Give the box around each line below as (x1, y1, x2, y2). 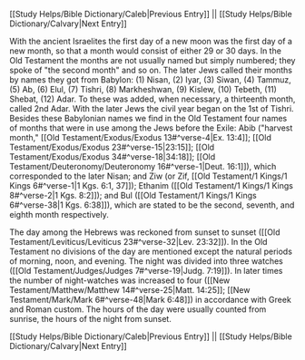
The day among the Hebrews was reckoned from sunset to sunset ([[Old (9, 227, 280, 238)
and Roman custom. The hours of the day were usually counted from (9, 304, 267, 315)
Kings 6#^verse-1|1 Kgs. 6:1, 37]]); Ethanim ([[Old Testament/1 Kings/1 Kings (9, 180, 293, 190)
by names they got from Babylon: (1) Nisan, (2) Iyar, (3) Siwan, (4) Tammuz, (9, 74, 292, 85)
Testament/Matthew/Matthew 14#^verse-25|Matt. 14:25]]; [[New (9, 285, 251, 295)
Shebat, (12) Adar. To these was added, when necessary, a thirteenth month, (9, 93, 296, 104)
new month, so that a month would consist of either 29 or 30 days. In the (9, 45, 281, 56)
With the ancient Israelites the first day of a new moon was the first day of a (9, 36, 293, 46)
